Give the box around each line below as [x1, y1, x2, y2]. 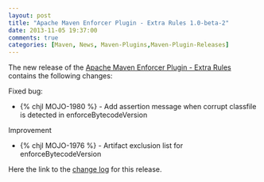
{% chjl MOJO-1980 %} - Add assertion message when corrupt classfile [19, 102, 257, 112]
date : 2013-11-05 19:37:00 [8, 26, 98, 34]
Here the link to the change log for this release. [8, 165, 162, 174]
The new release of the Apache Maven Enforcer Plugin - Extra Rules [8, 63, 232, 72]
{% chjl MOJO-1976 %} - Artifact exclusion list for [19, 141, 184, 150]
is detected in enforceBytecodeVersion [19, 110, 148, 119]
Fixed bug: [8, 86, 44, 96]
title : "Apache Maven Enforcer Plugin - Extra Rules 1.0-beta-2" [8, 19, 229, 27]
